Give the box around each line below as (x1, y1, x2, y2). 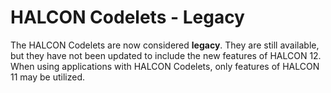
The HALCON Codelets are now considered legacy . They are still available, (10, 39, 320, 51)
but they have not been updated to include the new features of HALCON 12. (10, 49, 322, 61)
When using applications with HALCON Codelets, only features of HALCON (10, 60, 320, 72)
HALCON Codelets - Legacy (10, 6, 245, 29)
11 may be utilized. (10, 71, 86, 83)
